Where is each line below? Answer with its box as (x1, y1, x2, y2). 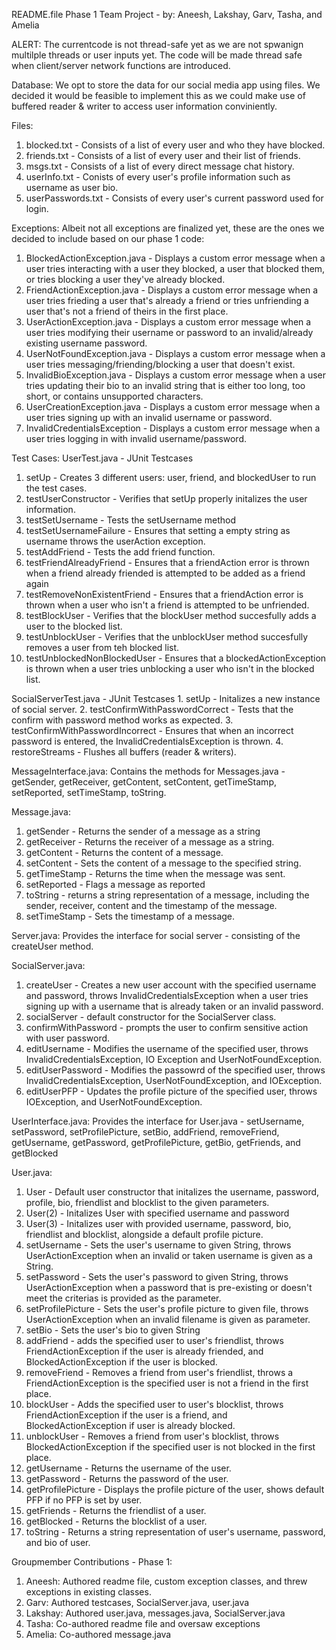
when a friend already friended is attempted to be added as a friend (25, 567, 306, 579)
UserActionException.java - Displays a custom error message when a (25, 316, 312, 328)
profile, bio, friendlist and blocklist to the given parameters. (25, 1197, 270, 1208)
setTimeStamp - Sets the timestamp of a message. (25, 910, 236, 922)
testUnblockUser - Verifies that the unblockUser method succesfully (25, 631, 309, 643)
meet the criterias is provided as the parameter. (25, 1292, 222, 1304)
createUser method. (11, 940, 94, 952)
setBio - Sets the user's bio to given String (25, 1324, 201, 1336)
